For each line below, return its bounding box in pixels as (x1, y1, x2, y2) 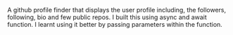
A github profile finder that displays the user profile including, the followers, (7, 6, 227, 14)
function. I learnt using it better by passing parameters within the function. (7, 21, 223, 28)
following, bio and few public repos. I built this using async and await (7, 13, 208, 21)
